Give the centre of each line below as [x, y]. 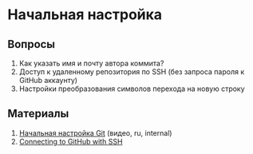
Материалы [38, 114]
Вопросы [32, 44]
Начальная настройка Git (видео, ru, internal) [95, 132]
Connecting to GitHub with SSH [71, 141]
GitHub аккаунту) [48, 80]
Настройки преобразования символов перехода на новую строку [132, 89]
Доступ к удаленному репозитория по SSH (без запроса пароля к [132, 72]
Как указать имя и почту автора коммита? [91, 63]
